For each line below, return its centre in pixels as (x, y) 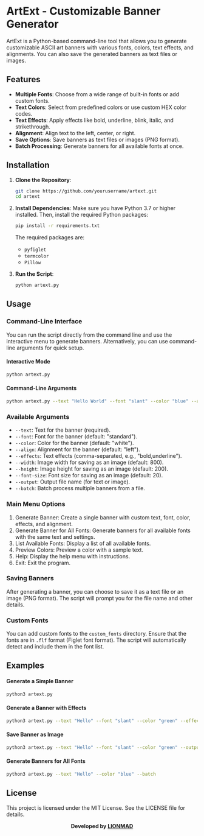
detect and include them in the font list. (55, 647)
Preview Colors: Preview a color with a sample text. (79, 550)
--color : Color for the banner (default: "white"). (74, 443)
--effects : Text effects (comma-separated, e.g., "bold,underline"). (98, 456)
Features (23, 79)
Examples (25, 666)
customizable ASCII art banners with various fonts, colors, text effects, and (100, 47)
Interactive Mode (28, 362)
